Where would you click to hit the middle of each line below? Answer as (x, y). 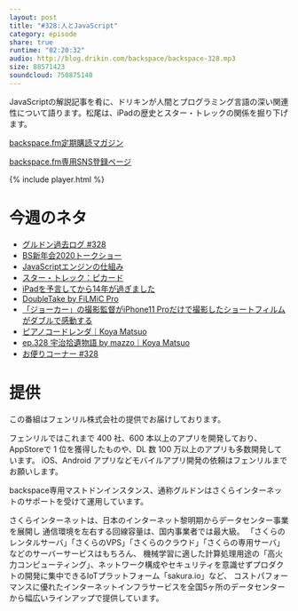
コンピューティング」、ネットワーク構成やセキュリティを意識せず (135, 564)
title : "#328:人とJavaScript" (63, 26)
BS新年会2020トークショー (72, 255)
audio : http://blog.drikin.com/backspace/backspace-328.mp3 (123, 59)
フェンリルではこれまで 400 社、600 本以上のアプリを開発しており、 (136, 438)
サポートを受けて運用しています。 (86, 501)
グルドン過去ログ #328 (64, 244)
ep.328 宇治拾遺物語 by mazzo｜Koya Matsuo (106, 342)
